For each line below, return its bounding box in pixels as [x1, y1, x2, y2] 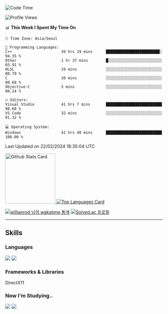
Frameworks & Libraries [5, 268, 64, 275]
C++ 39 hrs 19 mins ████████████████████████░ [5, 49, 162, 54]
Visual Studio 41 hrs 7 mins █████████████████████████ [5, 102, 162, 107]
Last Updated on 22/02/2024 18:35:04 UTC [5, 143, 95, 149]
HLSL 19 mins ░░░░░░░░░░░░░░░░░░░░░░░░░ [5, 67, 162, 72]
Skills [5, 229, 22, 237]
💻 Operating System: [5, 124, 50, 129]
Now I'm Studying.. [5, 292, 53, 299]
